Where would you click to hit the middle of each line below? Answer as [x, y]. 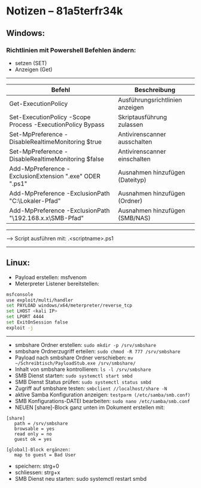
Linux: [18, 263]
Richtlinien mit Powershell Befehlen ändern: [71, 50]
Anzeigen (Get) [33, 69]
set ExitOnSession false [37, 322]
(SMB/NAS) [134, 218]
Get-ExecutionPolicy [39, 103]
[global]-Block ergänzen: [38, 450]
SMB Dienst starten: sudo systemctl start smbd [74, 376]
